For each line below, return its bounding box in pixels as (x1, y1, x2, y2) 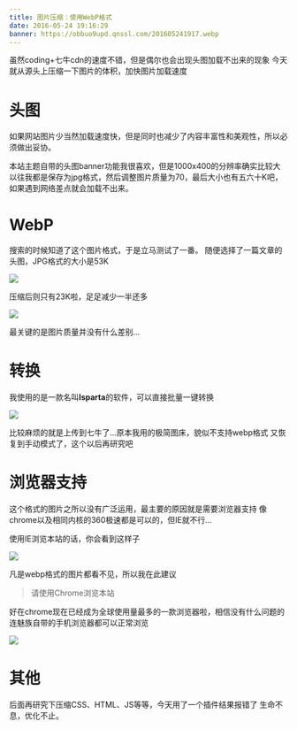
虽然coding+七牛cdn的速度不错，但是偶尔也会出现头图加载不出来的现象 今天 (9, 55, 288, 65)
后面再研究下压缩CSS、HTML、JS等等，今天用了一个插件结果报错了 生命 (9, 700, 276, 710)
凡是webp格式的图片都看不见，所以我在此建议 (9, 569, 177, 579)
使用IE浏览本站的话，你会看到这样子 (9, 533, 141, 544)
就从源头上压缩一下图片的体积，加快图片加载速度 (9, 65, 187, 76)
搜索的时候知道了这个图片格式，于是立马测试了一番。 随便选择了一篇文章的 (9, 245, 283, 256)
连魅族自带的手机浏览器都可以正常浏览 (9, 618, 148, 628)
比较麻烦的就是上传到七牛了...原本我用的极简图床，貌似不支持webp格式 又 (9, 427, 278, 438)
